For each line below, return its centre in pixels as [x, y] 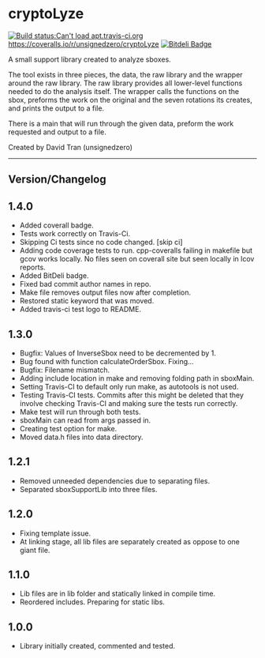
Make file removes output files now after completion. [105, 292]
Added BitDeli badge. [54, 276]
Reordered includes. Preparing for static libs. [92, 602]
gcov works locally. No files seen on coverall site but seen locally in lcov [137, 259]
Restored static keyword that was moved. [87, 301]
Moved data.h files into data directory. [81, 437]
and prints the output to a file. [56, 108]
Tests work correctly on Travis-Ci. [75, 234]
